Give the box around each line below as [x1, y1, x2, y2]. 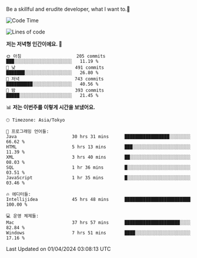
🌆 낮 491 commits [6, 65, 105, 71]
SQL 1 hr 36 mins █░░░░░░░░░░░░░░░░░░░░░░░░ [6, 165, 191, 170]
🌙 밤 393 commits [6, 88, 105, 93]
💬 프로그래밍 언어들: [6, 129, 49, 135]
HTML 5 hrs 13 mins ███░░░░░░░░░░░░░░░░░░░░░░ [6, 144, 191, 150]
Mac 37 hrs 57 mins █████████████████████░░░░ [6, 220, 191, 226]
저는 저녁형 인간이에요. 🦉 [6, 41, 63, 47]
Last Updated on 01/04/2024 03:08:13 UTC [6, 246, 111, 252]
